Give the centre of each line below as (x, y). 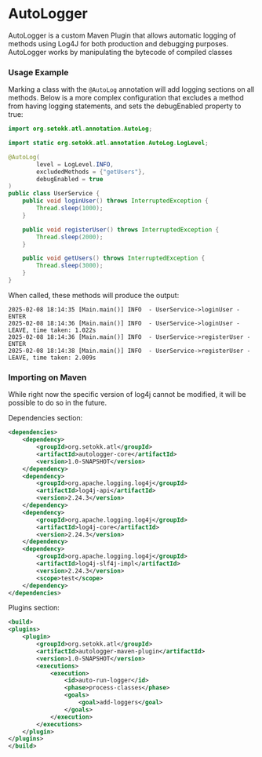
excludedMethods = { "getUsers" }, (91, 172)
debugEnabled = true (70, 179)
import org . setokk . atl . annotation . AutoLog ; (80, 129)
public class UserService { (54, 194)
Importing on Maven (47, 377)
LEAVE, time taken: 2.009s (52, 358)
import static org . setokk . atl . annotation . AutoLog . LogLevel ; (109, 143)
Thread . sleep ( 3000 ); (70, 266)
